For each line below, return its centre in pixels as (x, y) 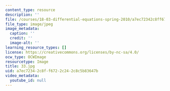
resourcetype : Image (27, 62)
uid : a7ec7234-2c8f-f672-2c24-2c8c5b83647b (52, 71)
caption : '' (23, 33)
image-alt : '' (25, 43)
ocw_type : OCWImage (26, 57)
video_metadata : (22, 76)
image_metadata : (22, 29)
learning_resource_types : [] (36, 48)
